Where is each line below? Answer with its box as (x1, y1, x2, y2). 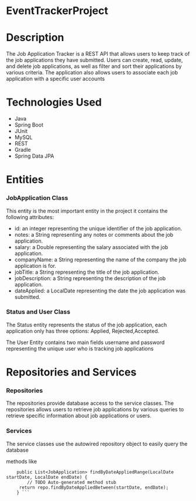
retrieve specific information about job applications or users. (6, 412, 152, 420)
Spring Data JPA (14, 152, 54, 159)
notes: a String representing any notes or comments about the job (14, 231, 174, 238)
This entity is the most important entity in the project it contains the (6, 207, 168, 214)
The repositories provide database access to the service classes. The (6, 400, 174, 407)
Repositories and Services (6, 366, 137, 379)
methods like (6, 458, 37, 465)
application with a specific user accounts (6, 75, 105, 83)
